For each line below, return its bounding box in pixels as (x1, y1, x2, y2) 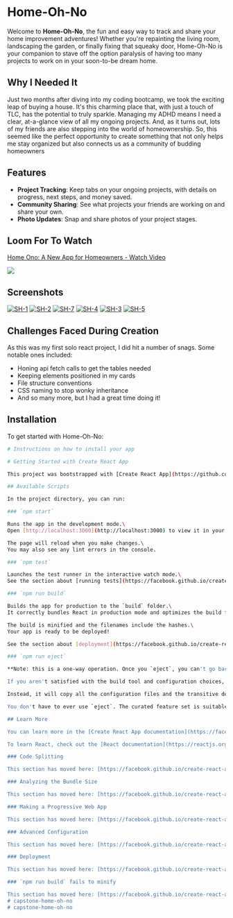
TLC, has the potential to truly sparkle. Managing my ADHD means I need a (7, 110, 222, 118)
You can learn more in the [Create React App (7, 728, 141, 736)
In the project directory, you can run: (7, 495, 126, 503)
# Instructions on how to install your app (7, 445, 135, 452)
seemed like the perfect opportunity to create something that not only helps (7, 132, 224, 140)
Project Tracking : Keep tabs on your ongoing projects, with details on (17, 185, 217, 194)
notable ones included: (7, 351, 73, 359)
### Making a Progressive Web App (7, 803, 107, 810)
